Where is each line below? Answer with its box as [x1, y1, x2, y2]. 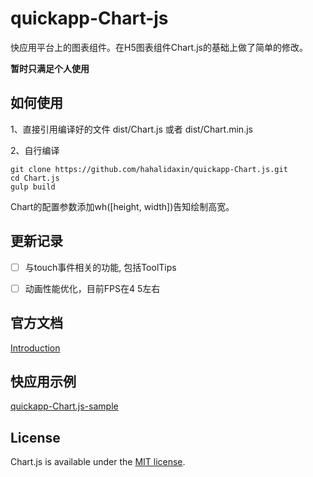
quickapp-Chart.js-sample [10, 400, 119, 412]
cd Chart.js [10, 173, 60, 183]
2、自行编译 [10, 144, 60, 156]
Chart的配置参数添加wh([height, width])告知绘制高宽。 [10, 200, 235, 212]
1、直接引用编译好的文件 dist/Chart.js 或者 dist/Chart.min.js [10, 123, 253, 135]
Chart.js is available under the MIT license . [10, 456, 186, 468]
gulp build [10, 182, 56, 192]
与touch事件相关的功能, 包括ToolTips [24, 261, 177, 273]
